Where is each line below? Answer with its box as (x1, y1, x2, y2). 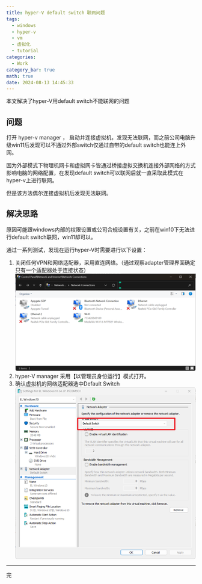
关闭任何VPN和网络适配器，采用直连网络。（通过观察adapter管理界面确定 (14, 259, 195, 266)
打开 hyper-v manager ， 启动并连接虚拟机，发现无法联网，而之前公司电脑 (6, 134, 191, 141)
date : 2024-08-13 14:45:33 (6, 79, 74, 85)
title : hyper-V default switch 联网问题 (6, 10, 105, 16)
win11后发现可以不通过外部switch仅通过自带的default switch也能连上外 (11, 141, 186, 149)
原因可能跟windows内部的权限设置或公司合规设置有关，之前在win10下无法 (6, 226, 190, 233)
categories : (6, 54, 36, 60)
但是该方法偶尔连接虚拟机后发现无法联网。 (6, 189, 112, 197)
